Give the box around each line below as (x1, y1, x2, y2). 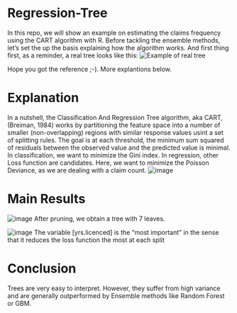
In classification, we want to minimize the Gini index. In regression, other (7, 150, 219, 159)
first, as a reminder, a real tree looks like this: (7, 51, 138, 60)
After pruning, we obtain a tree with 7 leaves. (34, 214, 165, 223)
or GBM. (7, 299, 32, 307)
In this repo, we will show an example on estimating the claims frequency (7, 28, 221, 37)
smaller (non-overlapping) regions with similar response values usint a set (7, 128, 224, 136)
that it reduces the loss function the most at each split (7, 236, 165, 244)
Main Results (7, 191, 86, 207)
